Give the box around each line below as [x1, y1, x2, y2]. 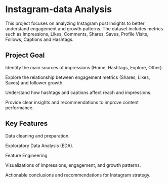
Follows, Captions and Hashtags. [5, 36, 74, 42]
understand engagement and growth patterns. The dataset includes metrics [5, 25, 163, 31]
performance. [5, 105, 34, 111]
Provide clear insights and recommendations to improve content [5, 99, 139, 105]
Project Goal [5, 51, 45, 60]
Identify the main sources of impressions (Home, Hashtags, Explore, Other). [5, 64, 163, 70]
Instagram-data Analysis [5, 4, 112, 15]
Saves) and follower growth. [5, 79, 64, 85]
